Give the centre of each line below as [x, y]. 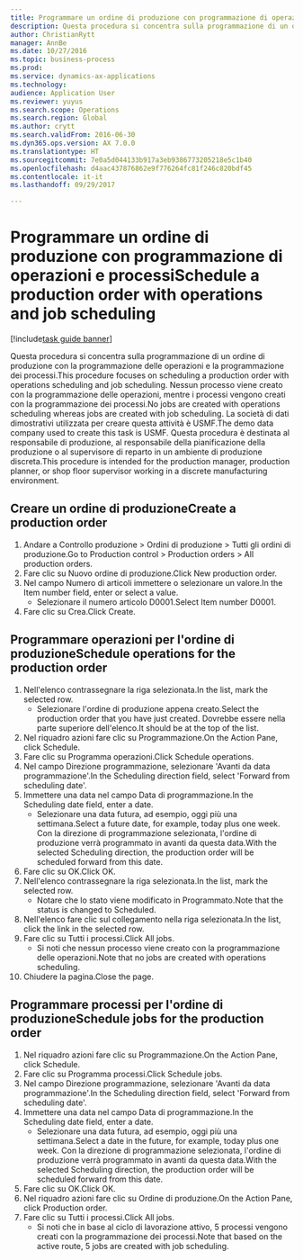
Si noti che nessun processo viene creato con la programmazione [158, 948]
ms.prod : [27, 68]
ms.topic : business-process [63, 59]
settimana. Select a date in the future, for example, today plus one [158, 1140]
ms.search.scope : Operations [65, 110]
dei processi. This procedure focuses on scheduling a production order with [150, 375]
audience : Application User [63, 93]
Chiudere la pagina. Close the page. [88, 976]
